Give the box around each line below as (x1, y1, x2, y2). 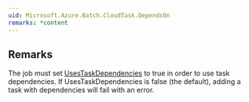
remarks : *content (8, 19, 68, 27)
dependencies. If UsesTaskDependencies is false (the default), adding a (8, 77, 241, 86)
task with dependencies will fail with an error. (8, 86, 155, 95)
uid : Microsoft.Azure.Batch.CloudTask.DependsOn (8, 11, 170, 20)
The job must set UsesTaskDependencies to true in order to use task (8, 68, 230, 78)
